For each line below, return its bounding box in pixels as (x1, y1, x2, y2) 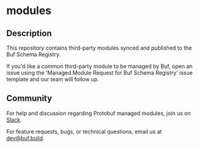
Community (6, 93, 52, 104)
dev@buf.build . (6, 134, 45, 141)
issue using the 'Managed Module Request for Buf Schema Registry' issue (6, 69, 194, 76)
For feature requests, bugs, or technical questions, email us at (6, 128, 162, 135)
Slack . (6, 116, 22, 123)
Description (6, 28, 52, 39)
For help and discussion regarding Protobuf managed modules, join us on (6, 109, 191, 117)
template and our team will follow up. (6, 76, 99, 83)
